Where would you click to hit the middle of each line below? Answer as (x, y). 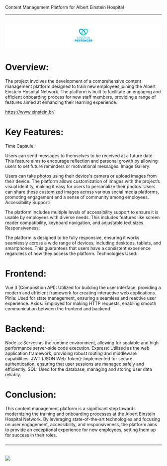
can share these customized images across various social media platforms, (82, 192)
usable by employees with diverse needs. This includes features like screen (83, 218)
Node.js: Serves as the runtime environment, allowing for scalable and (77, 343)
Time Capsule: (20, 146)
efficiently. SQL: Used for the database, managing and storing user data (79, 369)
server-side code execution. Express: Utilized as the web (91, 348)
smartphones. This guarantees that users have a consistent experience (78, 248)
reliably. (13, 374)
